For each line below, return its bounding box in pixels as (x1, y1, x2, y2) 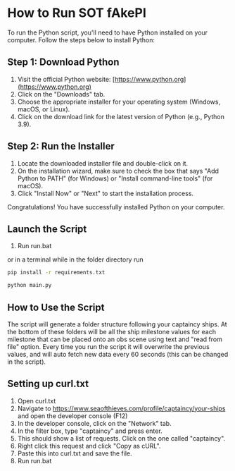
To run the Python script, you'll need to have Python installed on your (7, 28, 208, 37)
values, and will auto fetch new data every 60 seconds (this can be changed (7, 350, 229, 358)
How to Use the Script (7, 301, 105, 313)
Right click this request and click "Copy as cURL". (17, 441, 161, 450)
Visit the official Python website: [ (17, 75, 115, 83)
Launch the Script (7, 223, 87, 235)
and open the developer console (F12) (17, 411, 128, 420)
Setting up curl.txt (7, 378, 89, 390)
